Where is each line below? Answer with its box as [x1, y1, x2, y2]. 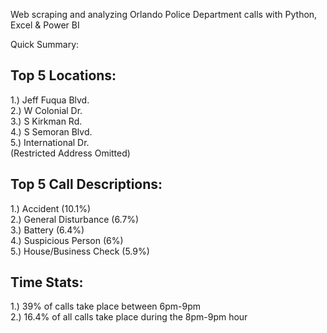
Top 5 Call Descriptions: [10, 176, 163, 193]
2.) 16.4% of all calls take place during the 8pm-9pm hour [10, 311, 248, 323]
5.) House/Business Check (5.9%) [10, 245, 150, 257]
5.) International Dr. [10, 136, 90, 148]
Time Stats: [10, 274, 84, 291]
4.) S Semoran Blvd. [10, 125, 93, 138]
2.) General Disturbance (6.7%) [10, 213, 140, 225]
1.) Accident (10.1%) [10, 202, 91, 214]
